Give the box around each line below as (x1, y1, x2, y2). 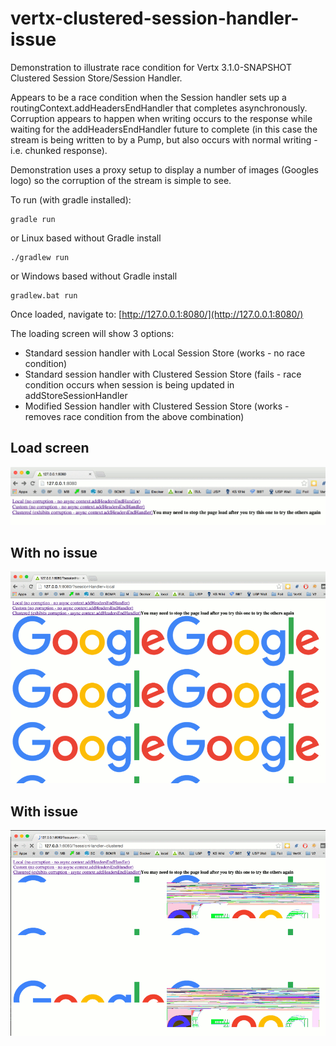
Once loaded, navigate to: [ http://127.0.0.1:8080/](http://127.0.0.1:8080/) (10, 308, 304, 320)
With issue (10, 803, 79, 820)
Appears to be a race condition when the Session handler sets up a (10, 91, 287, 103)
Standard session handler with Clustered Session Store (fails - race (24, 368, 302, 380)
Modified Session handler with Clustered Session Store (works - (24, 400, 290, 412)
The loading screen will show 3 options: (10, 327, 175, 339)
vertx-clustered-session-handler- (10, 7, 300, 30)
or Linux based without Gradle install (10, 232, 162, 244)
